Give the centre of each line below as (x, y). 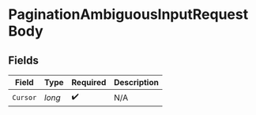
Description (137, 82)
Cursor (24, 97)
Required (89, 82)
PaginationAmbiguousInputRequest (128, 15)
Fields (24, 60)
